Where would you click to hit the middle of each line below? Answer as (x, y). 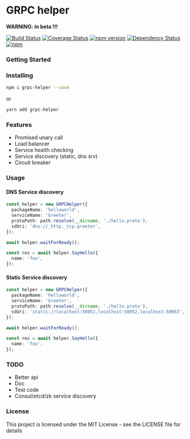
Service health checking (44, 150)
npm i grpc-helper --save (38, 88)
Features (19, 124)
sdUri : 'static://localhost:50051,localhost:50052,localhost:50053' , (98, 312)
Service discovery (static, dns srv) (56, 156)
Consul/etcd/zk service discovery (55, 396)
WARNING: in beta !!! (32, 27)
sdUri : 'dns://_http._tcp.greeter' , (56, 226)
